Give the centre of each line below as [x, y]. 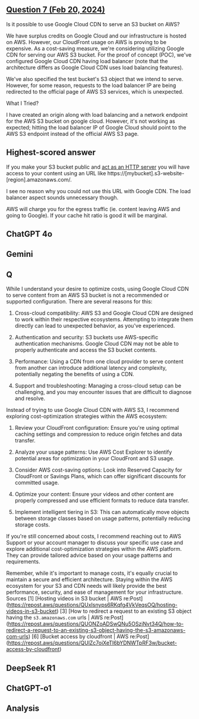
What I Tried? [23, 103]
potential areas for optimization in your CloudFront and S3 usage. [94, 458]
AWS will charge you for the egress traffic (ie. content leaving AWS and [93, 209]
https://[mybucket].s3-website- [146, 173]
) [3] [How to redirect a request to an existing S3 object [124, 611]
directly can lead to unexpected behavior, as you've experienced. [95, 326]
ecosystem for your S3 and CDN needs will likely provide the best [86, 586]
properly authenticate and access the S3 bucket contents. [86, 350]
